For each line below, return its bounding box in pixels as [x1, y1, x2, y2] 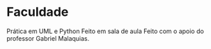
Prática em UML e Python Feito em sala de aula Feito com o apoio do [6, 27, 205, 35]
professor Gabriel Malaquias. [6, 34, 90, 42]
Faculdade [6, 4, 69, 20]
